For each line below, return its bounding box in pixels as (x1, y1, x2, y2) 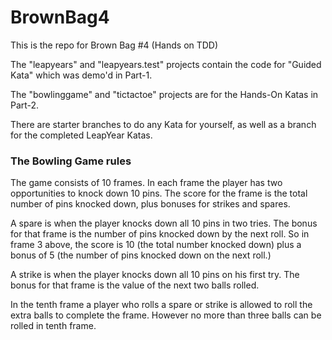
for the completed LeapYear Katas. (10, 129, 153, 141)
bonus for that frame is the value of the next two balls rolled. (10, 279, 260, 291)
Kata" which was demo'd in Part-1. (10, 69, 153, 81)
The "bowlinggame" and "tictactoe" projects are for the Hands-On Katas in (10, 88, 319, 100)
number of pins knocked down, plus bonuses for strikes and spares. (10, 198, 291, 210)
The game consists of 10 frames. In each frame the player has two (10, 177, 283, 189)
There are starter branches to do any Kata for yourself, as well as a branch (10, 118, 317, 130)
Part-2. (10, 99, 40, 111)
